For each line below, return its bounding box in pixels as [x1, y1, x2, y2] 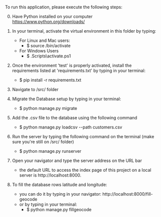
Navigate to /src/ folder [12, 87, 59, 92]
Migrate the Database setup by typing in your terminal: [12, 96, 121, 102]
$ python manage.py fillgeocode [26, 207, 92, 212]
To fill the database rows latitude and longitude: [12, 182, 108, 187]
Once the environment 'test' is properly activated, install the [12, 63, 132, 68]
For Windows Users [19, 48, 59, 54]
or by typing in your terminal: [19, 201, 78, 207]
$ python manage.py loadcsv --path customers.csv [19, 124, 123, 130]
